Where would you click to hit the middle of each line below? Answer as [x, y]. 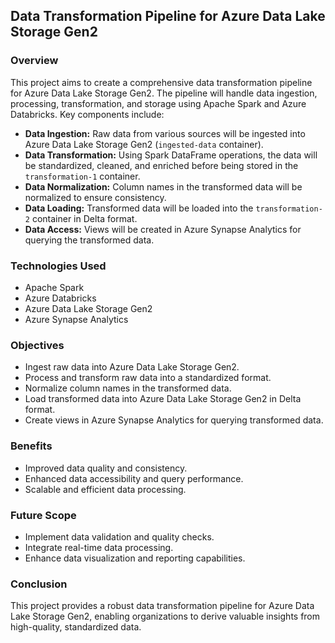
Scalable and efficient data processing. [105, 489]
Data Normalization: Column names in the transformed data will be [163, 186]
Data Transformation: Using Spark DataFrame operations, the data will [171, 155]
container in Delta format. [84, 218]
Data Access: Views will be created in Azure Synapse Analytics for [163, 229]
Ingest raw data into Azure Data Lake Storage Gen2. [132, 367]
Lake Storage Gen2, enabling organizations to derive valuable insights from [165, 616]
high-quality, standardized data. [76, 627]
